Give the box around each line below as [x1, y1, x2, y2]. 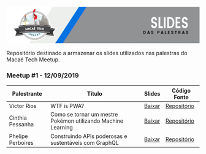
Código [171, 87, 191, 94]
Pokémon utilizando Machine [50, 117, 124, 125]
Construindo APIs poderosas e [50, 133, 128, 140]
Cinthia [9, 114, 27, 121]
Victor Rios [9, 102, 37, 110]
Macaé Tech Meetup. [6, 56, 60, 63]
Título [86, 90, 102, 98]
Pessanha [9, 120, 34, 128]
